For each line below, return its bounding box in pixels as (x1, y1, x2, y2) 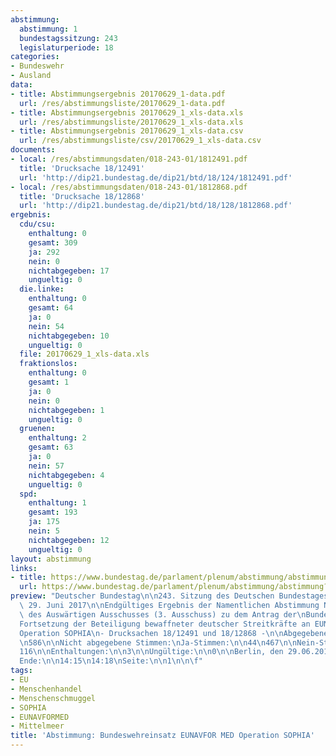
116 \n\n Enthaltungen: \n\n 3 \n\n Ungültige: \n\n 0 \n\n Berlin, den (19, 647, 284, 657)
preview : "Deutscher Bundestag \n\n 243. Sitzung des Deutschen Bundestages (10, 591, 329, 601)
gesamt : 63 (28, 442, 74, 453)
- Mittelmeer (10, 721, 65, 731)
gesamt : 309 (28, 237, 78, 248)
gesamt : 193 (28, 507, 78, 518)
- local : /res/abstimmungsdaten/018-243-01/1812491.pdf (10, 154, 248, 164)
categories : (10, 52, 60, 62)
